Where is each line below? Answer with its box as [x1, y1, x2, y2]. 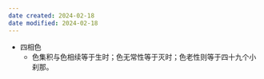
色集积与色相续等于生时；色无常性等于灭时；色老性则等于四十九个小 [31, 52, 257, 61]
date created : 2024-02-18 [8, 11, 94, 20]
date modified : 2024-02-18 [8, 19, 98, 27]
